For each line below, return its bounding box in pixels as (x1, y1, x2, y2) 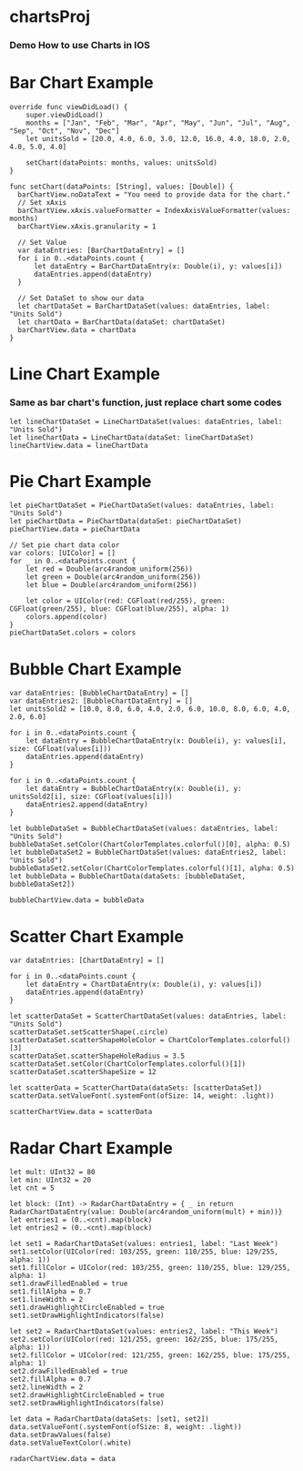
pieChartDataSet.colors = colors (9, 628, 136, 638)
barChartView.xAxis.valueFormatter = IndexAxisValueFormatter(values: (17, 207, 291, 216)
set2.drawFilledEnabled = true (9, 1367, 128, 1376)
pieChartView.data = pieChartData (9, 525, 141, 534)
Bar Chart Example (9, 73, 154, 93)
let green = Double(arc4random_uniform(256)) (25, 573, 202, 582)
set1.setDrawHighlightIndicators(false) (9, 1311, 166, 1321)
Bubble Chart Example (9, 658, 182, 679)
